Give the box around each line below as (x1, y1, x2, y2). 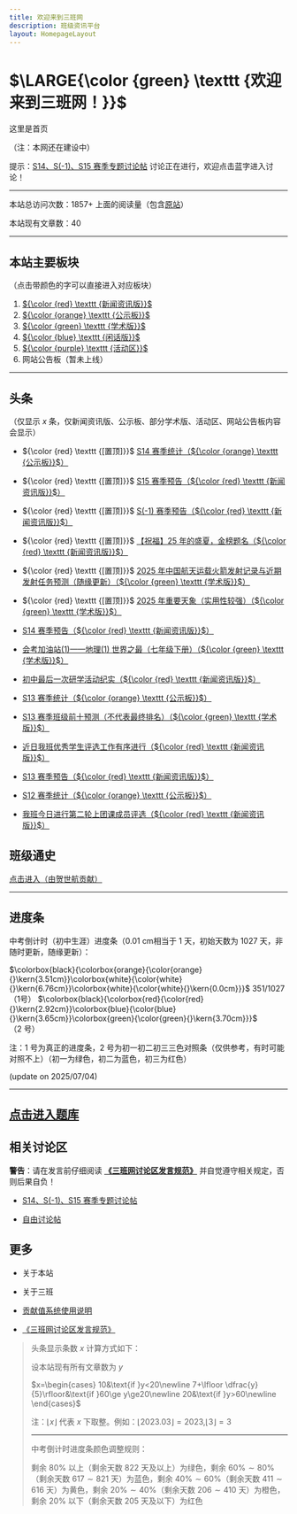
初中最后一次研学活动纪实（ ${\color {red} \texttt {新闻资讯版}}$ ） (21, 674, 261, 684)
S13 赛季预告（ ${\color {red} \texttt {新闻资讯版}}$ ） (21, 771, 214, 782)
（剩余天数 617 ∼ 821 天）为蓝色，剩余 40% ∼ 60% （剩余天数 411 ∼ (30, 1473, 283, 1484)
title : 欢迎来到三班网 (9, 12, 84, 22)
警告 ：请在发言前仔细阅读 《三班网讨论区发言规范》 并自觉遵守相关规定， (9, 1165, 277, 1176)
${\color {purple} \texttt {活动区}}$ (21, 343, 148, 354)
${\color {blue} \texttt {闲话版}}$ (21, 332, 141, 343)
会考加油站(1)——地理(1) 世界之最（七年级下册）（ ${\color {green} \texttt (21, 644, 285, 654)
